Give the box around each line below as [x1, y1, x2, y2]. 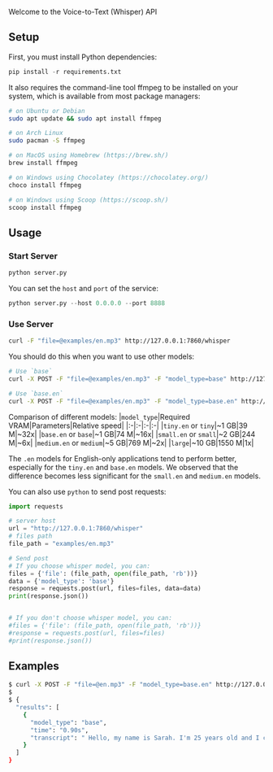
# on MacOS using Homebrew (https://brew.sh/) [8, 151, 169, 159]
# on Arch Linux [8, 129, 63, 137]
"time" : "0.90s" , [29, 726, 89, 735]
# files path [8, 532, 53, 540]
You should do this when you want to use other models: [8, 351, 195, 361]
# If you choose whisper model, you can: [8, 561, 151, 570]
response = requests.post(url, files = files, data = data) [8, 585, 201, 593]
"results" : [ [15, 704, 60, 712]
